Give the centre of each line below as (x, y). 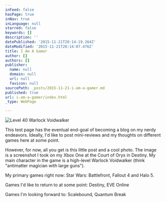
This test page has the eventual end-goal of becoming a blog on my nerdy (81, 130)
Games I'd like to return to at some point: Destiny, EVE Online (67, 185)
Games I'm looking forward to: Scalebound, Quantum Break (66, 195)
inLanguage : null (23, 24)
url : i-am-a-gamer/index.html (36, 97)
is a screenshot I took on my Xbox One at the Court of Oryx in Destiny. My (80, 155)
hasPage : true (20, 14)
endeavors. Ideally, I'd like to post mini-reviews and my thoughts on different (83, 135)
